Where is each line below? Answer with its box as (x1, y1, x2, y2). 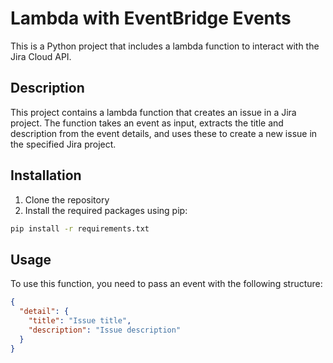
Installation (10, 167, 82, 184)
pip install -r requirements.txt (10, 223, 150, 234)
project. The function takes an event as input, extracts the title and (10, 117, 284, 129)
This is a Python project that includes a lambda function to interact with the (10, 40, 320, 52)
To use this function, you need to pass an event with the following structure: (10, 278, 323, 290)
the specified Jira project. (10, 138, 117, 150)
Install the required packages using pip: (24, 204, 188, 216)
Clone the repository (24, 193, 110, 206)
